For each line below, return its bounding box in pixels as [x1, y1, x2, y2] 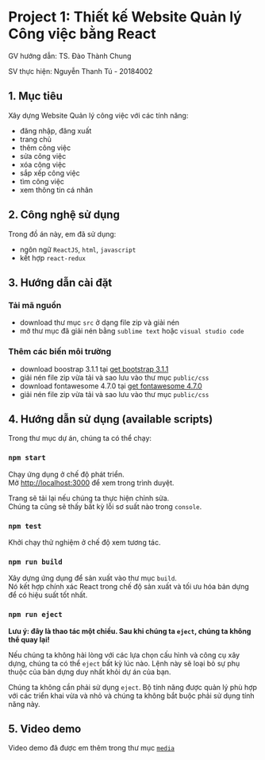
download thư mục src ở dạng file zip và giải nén [19, 318, 180, 327]
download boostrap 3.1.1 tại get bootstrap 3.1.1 [19, 364, 169, 373]
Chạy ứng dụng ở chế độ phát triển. [8, 469, 125, 479]
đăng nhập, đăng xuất [19, 125, 92, 135]
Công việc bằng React [8, 25, 156, 43]
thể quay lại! [8, 635, 50, 644]
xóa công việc [19, 160, 67, 169]
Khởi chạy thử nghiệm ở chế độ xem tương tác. [8, 537, 161, 547]
